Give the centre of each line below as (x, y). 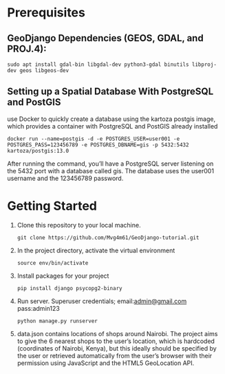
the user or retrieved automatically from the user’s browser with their (115, 355)
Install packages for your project (63, 276)
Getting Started (52, 206)
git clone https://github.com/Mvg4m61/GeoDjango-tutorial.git (108, 238)
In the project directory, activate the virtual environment (96, 250)
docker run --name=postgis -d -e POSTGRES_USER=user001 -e (94, 139)
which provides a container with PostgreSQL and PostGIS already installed (112, 126)
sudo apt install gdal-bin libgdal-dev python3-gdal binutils (98, 65)
